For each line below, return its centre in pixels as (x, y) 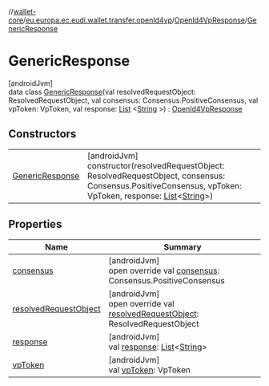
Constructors (42, 134)
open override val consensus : (164, 270)
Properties (35, 224)
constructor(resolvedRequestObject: (156, 165)
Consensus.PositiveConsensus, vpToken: (165, 185)
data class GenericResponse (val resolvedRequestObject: (102, 91)
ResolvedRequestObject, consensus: (156, 176)
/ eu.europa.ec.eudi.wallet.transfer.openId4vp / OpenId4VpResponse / (135, 20)
